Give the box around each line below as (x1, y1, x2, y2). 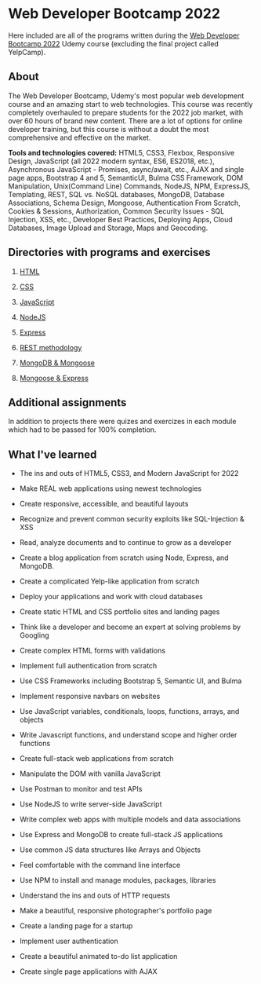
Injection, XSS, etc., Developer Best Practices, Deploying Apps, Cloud (8, 214, 233, 224)
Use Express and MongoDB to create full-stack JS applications (19, 830, 223, 840)
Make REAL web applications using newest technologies (19, 484, 202, 493)
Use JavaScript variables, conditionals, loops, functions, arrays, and (19, 707, 240, 716)
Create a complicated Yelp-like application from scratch (19, 576, 200, 586)
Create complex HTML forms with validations (19, 646, 166, 656)
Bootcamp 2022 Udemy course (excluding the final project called (8, 38, 219, 48)
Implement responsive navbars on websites (19, 692, 161, 701)
